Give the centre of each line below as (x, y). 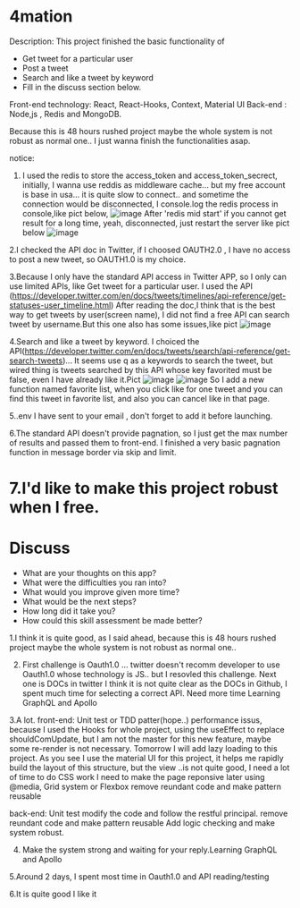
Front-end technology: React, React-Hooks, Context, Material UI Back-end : (148, 104)
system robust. (37, 833)
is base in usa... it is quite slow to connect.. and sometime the (135, 194)
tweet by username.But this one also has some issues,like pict (124, 324)
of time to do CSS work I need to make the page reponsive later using (137, 777)
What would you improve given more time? (101, 592)
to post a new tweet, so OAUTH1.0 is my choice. (98, 259)
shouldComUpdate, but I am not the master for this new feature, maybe (140, 739)
